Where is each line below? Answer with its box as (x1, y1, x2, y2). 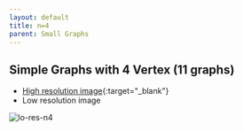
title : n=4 (9, 21, 50, 30)
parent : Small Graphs (9, 29, 90, 38)
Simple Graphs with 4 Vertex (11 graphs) (9, 62, 235, 77)
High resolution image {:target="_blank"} (21, 86, 169, 96)
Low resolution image (21, 95, 101, 106)
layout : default (9, 12, 69, 22)
